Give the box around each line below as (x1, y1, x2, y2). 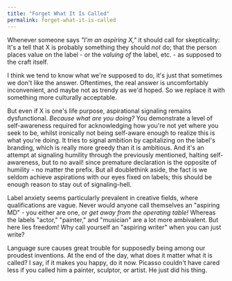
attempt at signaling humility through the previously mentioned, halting (7, 150, 209, 159)
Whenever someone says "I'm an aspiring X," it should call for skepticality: (7, 35, 220, 44)
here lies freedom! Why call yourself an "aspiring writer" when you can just (7, 223, 222, 231)
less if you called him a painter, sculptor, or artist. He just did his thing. (7, 266, 208, 274)
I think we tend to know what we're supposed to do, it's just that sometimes (7, 71, 223, 80)
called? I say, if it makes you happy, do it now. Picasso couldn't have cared (7, 258, 220, 266)
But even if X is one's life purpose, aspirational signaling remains (7, 107, 192, 115)
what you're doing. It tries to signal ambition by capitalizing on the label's (7, 136, 216, 144)
